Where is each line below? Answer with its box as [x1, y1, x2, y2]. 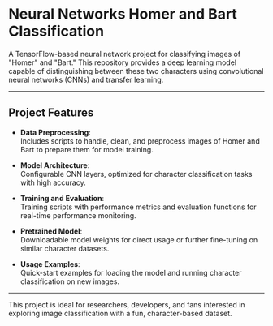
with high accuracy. [19, 178, 87, 187]
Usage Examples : [19, 259, 80, 268]
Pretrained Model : [19, 226, 83, 236]
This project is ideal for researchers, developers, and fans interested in [8, 299, 245, 309]
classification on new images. [19, 277, 120, 286]
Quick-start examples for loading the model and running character [19, 268, 242, 277]
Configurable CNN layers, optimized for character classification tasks [19, 169, 253, 178]
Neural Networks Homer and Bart [8, 5, 238, 24]
